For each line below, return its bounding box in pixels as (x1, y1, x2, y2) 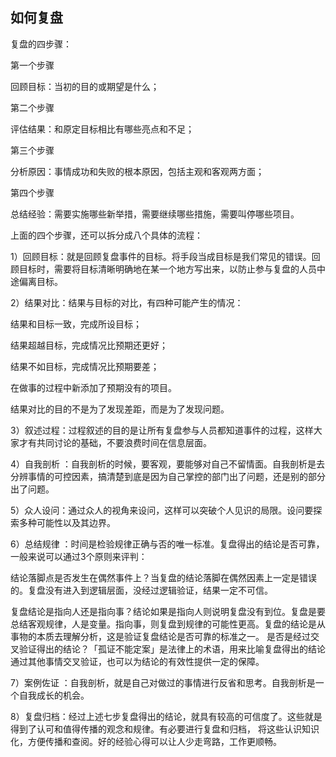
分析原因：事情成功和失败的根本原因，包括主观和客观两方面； (10, 165, 265, 177)
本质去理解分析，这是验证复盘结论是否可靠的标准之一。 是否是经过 (36, 630, 311, 642)
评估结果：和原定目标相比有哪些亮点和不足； (10, 123, 195, 135)
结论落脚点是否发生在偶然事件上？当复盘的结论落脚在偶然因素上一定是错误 (10, 571, 317, 583)
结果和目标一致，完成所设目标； (10, 318, 142, 330)
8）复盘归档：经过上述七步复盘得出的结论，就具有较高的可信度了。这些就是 (10, 710, 323, 722)
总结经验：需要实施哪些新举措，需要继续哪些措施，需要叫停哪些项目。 (10, 208, 300, 220)
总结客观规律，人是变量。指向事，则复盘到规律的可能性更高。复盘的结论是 (10, 618, 317, 630)
